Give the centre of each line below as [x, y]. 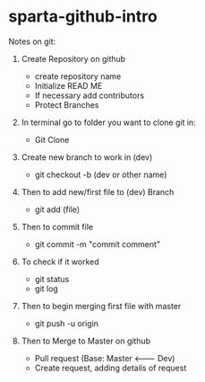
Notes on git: [32, 41]
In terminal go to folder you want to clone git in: [108, 122]
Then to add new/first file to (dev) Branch [98, 191]
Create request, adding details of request [111, 368]
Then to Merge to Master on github [86, 341]
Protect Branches [67, 104]
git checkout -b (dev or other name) [101, 174]
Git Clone [52, 139]
